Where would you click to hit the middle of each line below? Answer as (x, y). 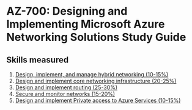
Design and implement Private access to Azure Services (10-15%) (98, 100)
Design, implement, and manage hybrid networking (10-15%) (92, 74)
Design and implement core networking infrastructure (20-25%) (96, 81)
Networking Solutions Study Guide (96, 37)
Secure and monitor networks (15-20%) (65, 94)
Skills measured (38, 60)
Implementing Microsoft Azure (86, 24)
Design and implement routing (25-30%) (66, 87)
